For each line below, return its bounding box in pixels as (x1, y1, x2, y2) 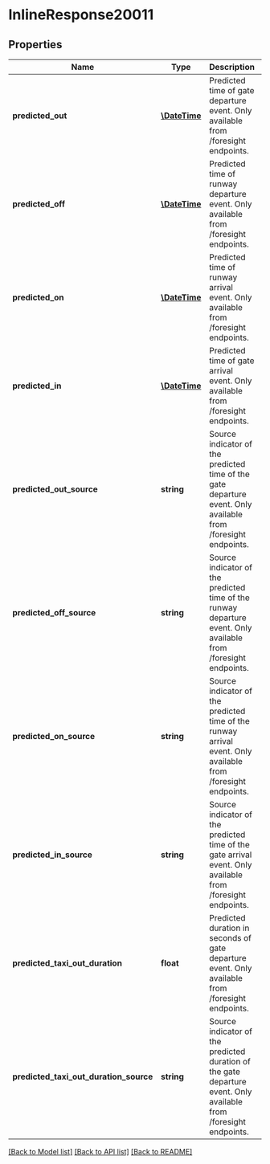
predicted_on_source (12, 731, 95, 741)
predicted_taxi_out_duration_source (12, 1071, 153, 1082)
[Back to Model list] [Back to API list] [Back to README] (8, 1147, 193, 1156)
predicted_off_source (12, 607, 96, 618)
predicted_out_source (12, 484, 98, 495)
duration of (208, 1056, 251, 1067)
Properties (8, 38, 63, 51)
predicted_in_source (12, 849, 92, 860)
